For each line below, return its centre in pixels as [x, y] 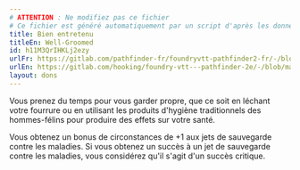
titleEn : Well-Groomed [51, 42]
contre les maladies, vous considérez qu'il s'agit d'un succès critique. [137, 156]
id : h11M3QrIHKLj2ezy [50, 51]
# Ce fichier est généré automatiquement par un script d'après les [139, 26]
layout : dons [33, 76]
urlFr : [21, 59]
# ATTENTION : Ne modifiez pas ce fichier [89, 17]
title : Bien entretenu [51, 34]
